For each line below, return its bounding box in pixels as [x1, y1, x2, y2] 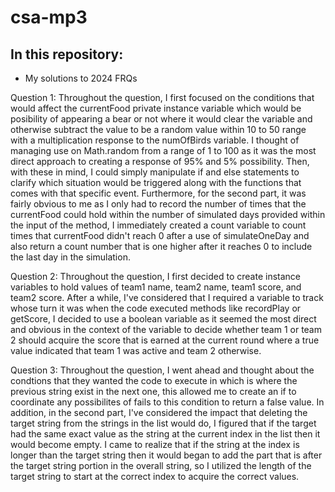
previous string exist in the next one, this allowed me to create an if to [10, 386, 297, 397]
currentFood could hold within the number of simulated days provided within [10, 209, 326, 220]
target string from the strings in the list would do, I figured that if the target [10, 417, 317, 429]
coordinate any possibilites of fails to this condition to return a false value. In [10, 396, 325, 408]
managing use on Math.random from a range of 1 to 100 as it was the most [10, 145, 317, 156]
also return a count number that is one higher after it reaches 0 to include [10, 241, 313, 252]
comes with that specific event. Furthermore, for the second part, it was [10, 187, 307, 199]
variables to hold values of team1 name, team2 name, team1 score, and [10, 281, 302, 293]
